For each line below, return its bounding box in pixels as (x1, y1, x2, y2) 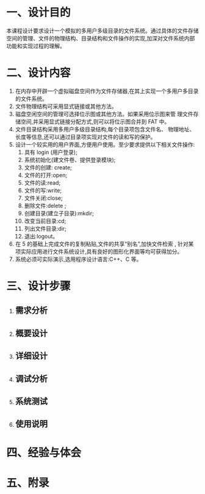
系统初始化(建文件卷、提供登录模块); (24, 156, 116, 163)
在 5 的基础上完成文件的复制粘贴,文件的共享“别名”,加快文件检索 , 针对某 (15, 240, 194, 248)
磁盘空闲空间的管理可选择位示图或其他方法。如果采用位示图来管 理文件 (15, 110, 193, 117)
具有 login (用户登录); (24, 148, 77, 156)
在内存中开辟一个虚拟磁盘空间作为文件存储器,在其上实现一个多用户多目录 (15, 87, 199, 95)
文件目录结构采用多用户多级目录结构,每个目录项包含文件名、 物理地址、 (15, 125, 195, 133)
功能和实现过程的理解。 (6, 42, 65, 50)
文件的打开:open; (24, 171, 68, 179)
